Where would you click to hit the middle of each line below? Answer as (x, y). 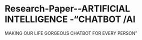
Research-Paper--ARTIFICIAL (67, 9)
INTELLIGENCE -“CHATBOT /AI (70, 19)
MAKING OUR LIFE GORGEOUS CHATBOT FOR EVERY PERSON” (71, 33)
